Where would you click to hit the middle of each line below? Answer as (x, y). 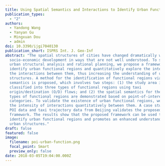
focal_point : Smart (29, 147)
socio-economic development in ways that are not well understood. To (83, 60)
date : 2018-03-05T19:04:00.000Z (38, 156)
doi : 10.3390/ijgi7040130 (31, 46)
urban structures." (29, 124)
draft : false (18, 128)
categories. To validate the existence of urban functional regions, (82, 101)
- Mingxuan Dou (25, 37)
